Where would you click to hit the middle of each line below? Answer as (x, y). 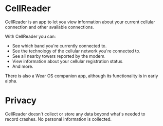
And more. (23, 66)
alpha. (11, 81)
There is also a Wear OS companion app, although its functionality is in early (81, 76)
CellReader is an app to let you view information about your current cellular (80, 22)
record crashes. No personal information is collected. (58, 119)
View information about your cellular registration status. (68, 61)
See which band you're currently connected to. (59, 46)
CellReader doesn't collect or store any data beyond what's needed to (75, 114)
